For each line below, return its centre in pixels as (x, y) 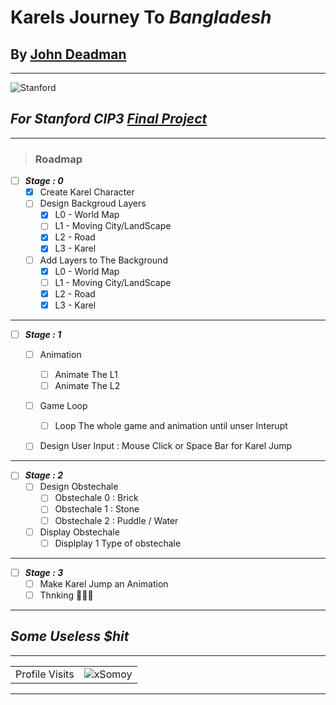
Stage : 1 (43, 334)
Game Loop (63, 406)
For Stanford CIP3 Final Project (109, 119)
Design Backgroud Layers (93, 203)
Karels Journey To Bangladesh (141, 17)
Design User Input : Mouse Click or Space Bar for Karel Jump (166, 446)
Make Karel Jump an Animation (104, 583)
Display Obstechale (79, 532)
